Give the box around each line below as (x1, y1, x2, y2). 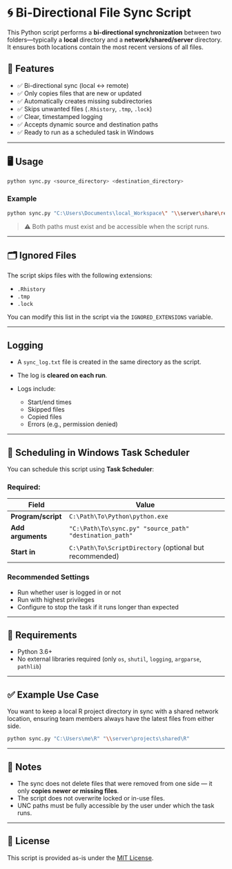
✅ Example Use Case (7, 688, 99, 700)
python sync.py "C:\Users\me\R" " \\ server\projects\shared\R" (7, 735, 190, 742)
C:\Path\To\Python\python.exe (68, 513, 168, 520)
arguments (10, 531, 48, 541)
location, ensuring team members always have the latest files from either (7, 715, 214, 723)
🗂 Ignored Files (7, 250, 77, 261)
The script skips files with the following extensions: (7, 271, 153, 280)
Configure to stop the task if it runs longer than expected (17, 603, 180, 611)
